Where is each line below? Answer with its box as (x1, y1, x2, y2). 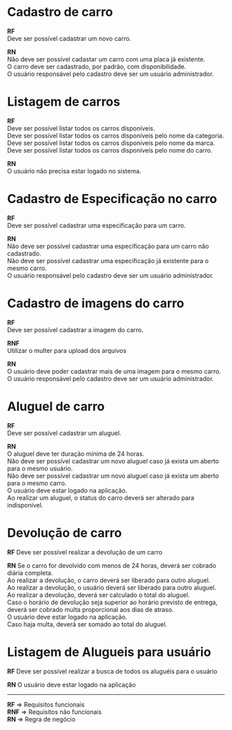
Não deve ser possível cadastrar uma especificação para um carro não (7, 242, 209, 250)
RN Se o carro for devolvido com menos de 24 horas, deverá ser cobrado (7, 561, 216, 570)
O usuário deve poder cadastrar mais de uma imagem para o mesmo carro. (7, 367, 222, 375)
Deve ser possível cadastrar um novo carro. (7, 34, 132, 42)
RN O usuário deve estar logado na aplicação (7, 680, 136, 689)
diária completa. (7, 568, 53, 577)
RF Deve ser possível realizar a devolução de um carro (7, 548, 163, 556)
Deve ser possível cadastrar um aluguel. (7, 429, 122, 437)
